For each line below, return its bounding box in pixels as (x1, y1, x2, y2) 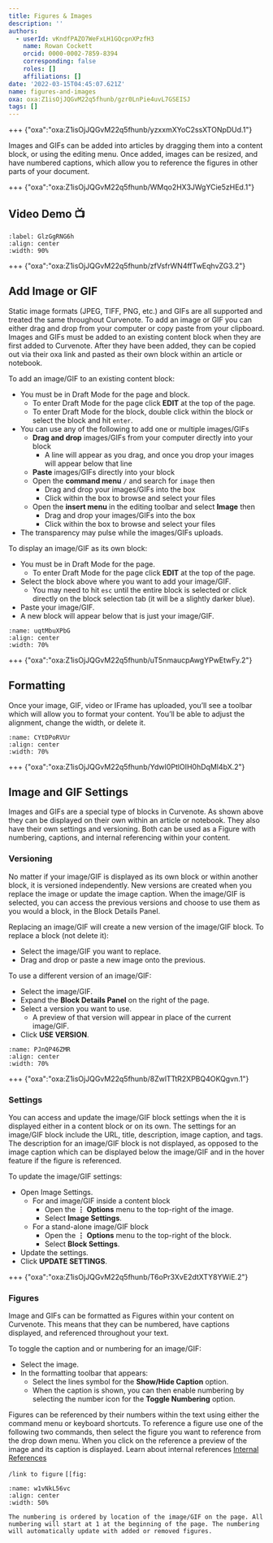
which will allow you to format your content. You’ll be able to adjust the (8, 709, 245, 719)
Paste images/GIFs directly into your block (32, 467, 175, 476)
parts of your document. (8, 167, 90, 176)
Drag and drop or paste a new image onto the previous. (19, 954, 206, 964)
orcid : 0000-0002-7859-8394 (23, 50, 118, 58)
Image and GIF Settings (8, 785, 128, 799)
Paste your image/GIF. (19, 602, 95, 612)
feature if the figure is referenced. (8, 1155, 122, 1165)
